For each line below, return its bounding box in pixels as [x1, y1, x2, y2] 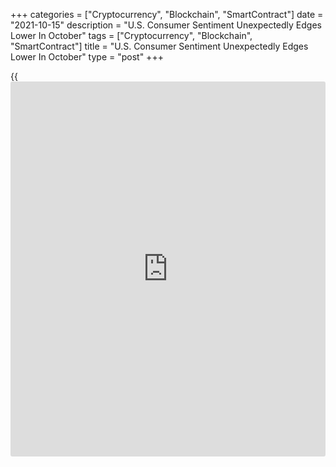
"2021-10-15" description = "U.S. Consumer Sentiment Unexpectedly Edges [10, 19, 322, 31]
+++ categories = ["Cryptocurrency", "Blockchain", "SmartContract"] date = [10, 9, 324, 20]
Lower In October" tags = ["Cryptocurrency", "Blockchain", [10, 30, 253, 41]
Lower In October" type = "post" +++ [10, 51, 164, 63]
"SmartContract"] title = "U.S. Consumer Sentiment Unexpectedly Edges [10, 40, 309, 52]
